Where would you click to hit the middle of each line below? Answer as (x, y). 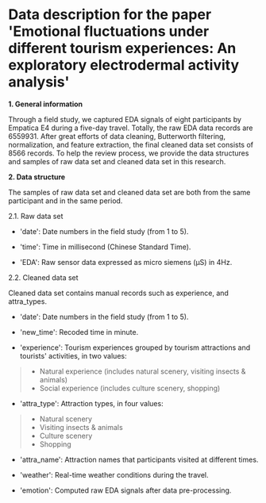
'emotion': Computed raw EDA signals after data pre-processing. (125, 490)
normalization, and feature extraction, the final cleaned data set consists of (131, 144)
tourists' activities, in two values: (73, 355)
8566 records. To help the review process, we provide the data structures (129, 153)
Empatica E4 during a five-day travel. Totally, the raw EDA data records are (131, 128)
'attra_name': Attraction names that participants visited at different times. (139, 459)
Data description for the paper (110, 15)
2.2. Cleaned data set (43, 277)
